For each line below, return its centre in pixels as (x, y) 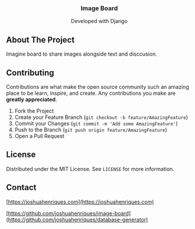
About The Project (40, 40)
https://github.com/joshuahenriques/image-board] (69, 213)
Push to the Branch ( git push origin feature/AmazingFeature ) (91, 130)
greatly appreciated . (32, 99)
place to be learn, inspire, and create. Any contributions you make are (91, 93)
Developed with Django (99, 21)
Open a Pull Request (40, 136)
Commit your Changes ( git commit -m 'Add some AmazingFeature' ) (96, 123)
